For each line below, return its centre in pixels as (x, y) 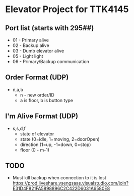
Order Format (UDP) (37, 78)
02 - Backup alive (31, 45)
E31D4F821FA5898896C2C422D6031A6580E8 (61, 188)
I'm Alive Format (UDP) (42, 116)
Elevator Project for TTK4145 (67, 9)
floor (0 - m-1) (35, 150)
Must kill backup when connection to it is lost (59, 178)
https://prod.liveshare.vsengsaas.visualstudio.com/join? (71, 183)
